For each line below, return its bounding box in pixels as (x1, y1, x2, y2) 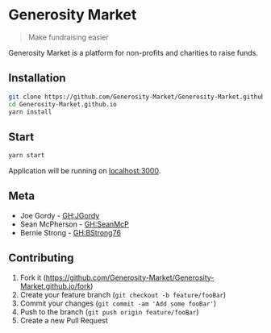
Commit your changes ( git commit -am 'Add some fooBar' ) (19, 298, 217, 308)
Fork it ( (19, 273, 47, 282)
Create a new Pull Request (19, 315, 109, 325)
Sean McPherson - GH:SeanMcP (19, 219, 129, 229)
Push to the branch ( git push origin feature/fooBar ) (19, 306, 199, 316)
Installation (8, 71, 66, 85)
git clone (8, 93, 42, 101)
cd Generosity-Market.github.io (8, 100, 117, 108)
